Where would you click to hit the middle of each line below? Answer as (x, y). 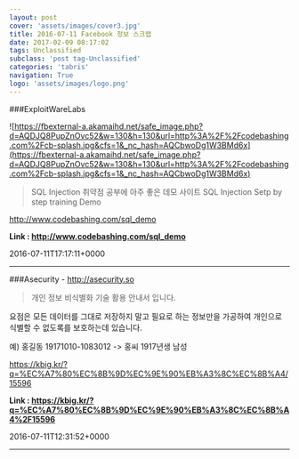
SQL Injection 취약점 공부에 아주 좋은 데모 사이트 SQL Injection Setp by (157, 191)
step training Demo (66, 202)
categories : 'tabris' (49, 68)
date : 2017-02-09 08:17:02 (59, 42)
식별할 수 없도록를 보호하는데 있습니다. (76, 327)
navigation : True (41, 76)
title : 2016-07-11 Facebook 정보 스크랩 (81, 34)
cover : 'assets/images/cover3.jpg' (75, 26)
